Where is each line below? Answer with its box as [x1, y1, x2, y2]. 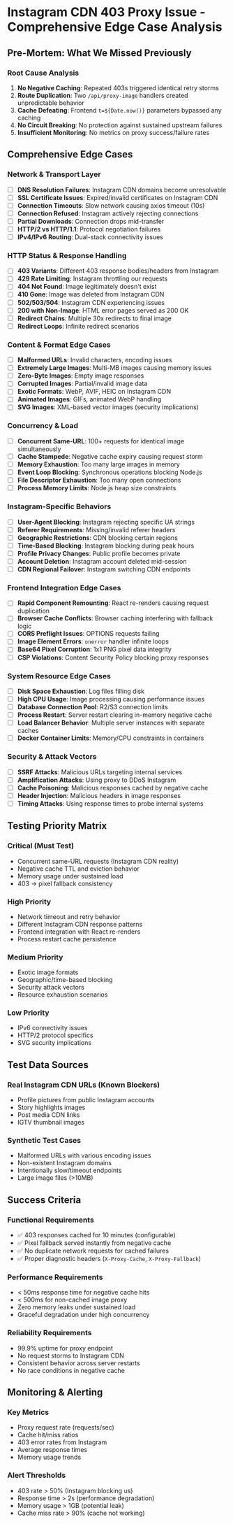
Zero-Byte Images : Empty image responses [17, 371, 144, 380]
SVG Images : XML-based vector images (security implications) [17, 403, 199, 411]
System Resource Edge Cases [7, 671, 112, 681]
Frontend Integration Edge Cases [7, 583, 121, 592]
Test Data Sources [7, 1059, 89, 1071]
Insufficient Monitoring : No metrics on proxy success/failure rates [17, 128, 210, 136]
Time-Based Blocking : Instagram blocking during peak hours [17, 541, 195, 550]
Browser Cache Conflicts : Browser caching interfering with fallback [17, 614, 213, 622]
